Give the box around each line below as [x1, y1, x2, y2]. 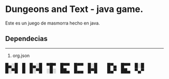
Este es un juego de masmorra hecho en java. [5, 20, 100, 26]
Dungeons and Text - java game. [5, 3, 143, 15]
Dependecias [5, 34, 48, 43]
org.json [12, 52, 30, 58]
